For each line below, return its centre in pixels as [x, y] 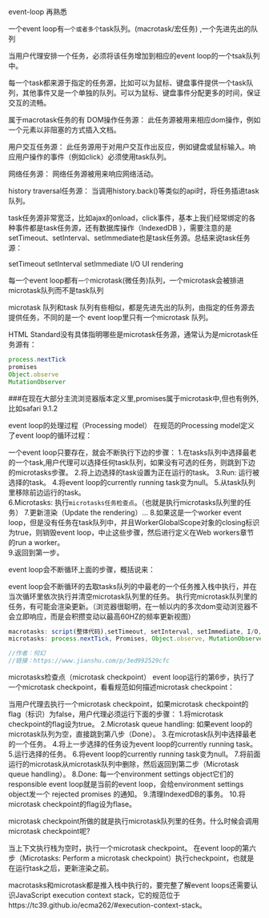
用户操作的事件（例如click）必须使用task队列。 [93, 157]
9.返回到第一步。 [36, 552]
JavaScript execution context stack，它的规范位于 [98, 895]
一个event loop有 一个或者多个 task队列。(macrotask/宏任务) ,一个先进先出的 [130, 29]
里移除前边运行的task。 [47, 492]
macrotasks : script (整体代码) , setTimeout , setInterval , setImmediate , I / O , [135, 631]
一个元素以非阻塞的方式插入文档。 [64, 130]
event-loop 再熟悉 [38, 12]
